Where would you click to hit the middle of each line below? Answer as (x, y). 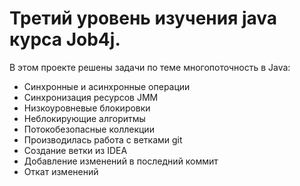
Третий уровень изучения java (143, 18)
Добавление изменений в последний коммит (121, 161)
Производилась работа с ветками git (103, 139)
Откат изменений (61, 171)
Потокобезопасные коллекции (89, 129)
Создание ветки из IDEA (75, 150)
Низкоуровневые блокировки (87, 108)
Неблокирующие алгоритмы (84, 118)
